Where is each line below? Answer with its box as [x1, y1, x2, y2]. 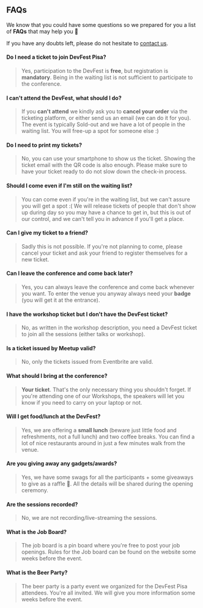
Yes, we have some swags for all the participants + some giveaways [21, 474, 194, 481]
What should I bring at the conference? [6, 372, 108, 380]
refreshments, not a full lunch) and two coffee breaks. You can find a [21, 433, 195, 440]
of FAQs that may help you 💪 [6, 28, 78, 35]
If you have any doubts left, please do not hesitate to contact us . [6, 39, 168, 47]
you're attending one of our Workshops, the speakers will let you [21, 392, 185, 400]
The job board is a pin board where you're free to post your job [21, 542, 180, 549]
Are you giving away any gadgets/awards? [6, 460, 117, 467]
